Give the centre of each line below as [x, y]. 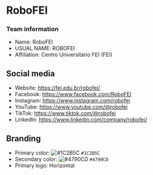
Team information [32, 29]
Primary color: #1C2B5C [57, 153]
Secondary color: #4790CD [62, 159]
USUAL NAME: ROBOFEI [45, 48]
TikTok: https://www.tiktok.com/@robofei [65, 113]
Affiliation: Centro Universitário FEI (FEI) [64, 55]
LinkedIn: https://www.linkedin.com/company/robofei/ [81, 119]
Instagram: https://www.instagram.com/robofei [72, 101]
